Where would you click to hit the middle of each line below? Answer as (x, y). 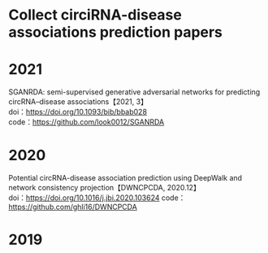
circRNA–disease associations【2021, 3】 (78, 102)
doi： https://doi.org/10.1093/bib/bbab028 (78, 112)
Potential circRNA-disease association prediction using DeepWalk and (125, 178)
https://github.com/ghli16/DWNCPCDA (73, 207)
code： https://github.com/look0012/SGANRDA (86, 122)
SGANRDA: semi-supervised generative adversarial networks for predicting (134, 92)
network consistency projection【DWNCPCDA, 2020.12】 (104, 188)
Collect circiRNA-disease (95, 15)
